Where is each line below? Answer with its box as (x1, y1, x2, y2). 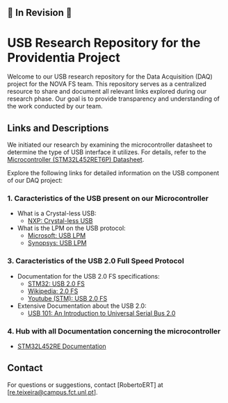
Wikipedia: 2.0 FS (27, 286, 79, 295)
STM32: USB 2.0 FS (27, 279, 85, 288)
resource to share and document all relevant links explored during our (7, 88, 207, 96)
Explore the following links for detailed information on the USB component (7, 169, 220, 177)
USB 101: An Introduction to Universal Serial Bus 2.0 (27, 309, 176, 317)
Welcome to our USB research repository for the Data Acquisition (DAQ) (7, 72, 213, 81)
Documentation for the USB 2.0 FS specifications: (17, 272, 160, 280)
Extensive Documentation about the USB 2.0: (17, 302, 147, 310)
